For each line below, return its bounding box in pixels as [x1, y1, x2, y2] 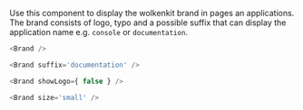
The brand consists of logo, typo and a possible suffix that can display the [9, 17, 287, 28]
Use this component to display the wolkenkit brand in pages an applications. [9, 8, 295, 18]
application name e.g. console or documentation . [9, 27, 189, 37]
